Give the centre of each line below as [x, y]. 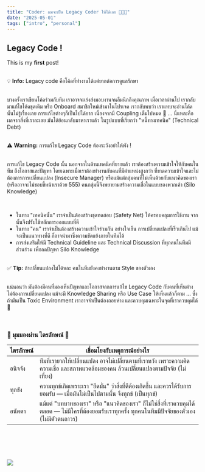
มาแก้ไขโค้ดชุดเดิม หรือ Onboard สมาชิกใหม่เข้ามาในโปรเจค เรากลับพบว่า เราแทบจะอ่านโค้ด [100, 107]
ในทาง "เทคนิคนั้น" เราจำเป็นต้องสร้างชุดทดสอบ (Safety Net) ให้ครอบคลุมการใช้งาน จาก [107, 215]
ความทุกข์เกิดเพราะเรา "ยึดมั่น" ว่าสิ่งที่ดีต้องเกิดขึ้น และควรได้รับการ [115, 386]
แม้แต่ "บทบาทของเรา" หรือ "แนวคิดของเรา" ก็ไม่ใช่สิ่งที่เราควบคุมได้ [117, 404]
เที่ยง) [46, 376]
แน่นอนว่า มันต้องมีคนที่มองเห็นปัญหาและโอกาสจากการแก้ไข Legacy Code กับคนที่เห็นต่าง [100, 287]
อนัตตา [18, 411]
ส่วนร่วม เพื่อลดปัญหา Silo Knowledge [57, 249]
